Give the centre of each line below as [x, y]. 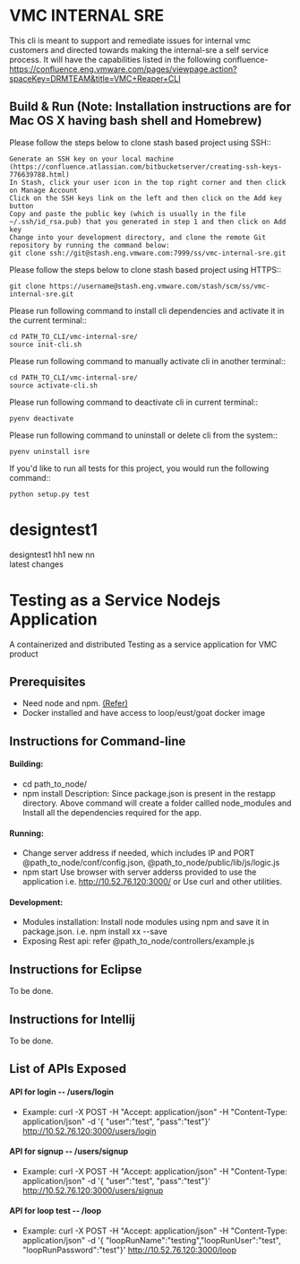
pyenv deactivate [42, 418]
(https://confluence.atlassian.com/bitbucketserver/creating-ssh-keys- [146, 167]
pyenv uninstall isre [50, 451]
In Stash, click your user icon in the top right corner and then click [148, 182]
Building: [26, 764]
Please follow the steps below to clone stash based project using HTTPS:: [146, 269]
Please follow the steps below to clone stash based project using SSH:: [140, 142]
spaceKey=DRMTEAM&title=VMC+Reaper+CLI [95, 78]
